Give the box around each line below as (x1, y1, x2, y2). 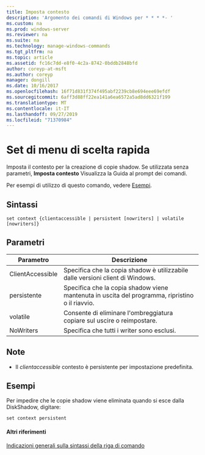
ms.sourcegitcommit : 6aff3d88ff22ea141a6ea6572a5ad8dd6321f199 (6, 94, 171, 100)
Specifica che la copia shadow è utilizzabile (63, 266, 189, 274)
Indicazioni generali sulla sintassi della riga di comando (6, 442, 145, 449)
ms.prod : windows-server (6, 26, 70, 32)
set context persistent (6, 415, 67, 421)
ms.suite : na (6, 37, 40, 43)
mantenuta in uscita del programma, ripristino (63, 291, 194, 299)
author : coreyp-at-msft (6, 65, 67, 72)
